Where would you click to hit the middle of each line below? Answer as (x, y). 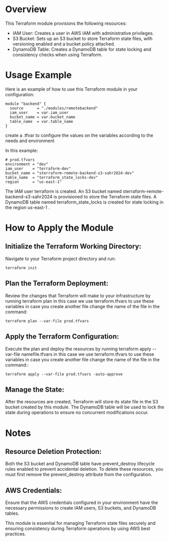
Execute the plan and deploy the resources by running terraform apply (78, 349)
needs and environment (30, 141)
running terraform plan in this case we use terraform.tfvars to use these (80, 301)
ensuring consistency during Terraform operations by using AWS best (78, 529)
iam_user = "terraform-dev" (38, 169)
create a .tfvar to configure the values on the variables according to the (79, 135)
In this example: (22, 150)
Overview (26, 9)
